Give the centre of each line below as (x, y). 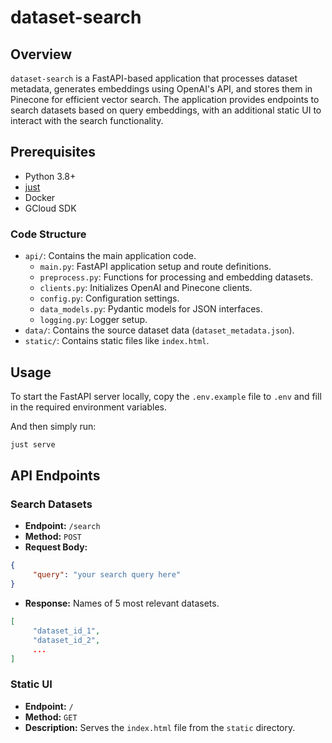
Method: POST (53, 537)
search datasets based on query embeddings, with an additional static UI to (166, 110)
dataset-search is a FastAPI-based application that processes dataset (154, 78)
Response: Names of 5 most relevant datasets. (122, 603)
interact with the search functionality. (87, 120)
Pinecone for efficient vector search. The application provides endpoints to (165, 99)
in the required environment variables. (88, 407)
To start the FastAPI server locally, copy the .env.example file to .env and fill (166, 396)
